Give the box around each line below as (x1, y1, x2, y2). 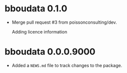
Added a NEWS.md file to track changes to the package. (11, 62, 123, 68)
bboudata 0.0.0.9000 (4, 46, 96, 57)
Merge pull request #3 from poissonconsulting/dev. (11, 19, 117, 25)
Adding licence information (11, 29, 67, 35)
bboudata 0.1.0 (4, 3, 67, 14)
